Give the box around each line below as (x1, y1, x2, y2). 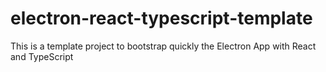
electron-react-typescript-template (10, 7, 313, 30)
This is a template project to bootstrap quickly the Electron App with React (10, 40, 317, 52)
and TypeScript (10, 50, 74, 62)
